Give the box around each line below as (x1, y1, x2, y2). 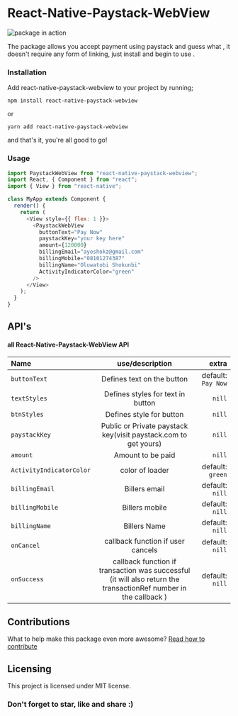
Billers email (124, 483, 165, 493)
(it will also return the (109, 574, 180, 584)
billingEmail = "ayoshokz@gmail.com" (38, 248, 144, 256)
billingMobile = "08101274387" (38, 255, 125, 262)
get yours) (127, 438, 162, 448)
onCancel (11, 541, 40, 549)
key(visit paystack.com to (101, 430, 188, 440)
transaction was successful (98, 565, 191, 575)
